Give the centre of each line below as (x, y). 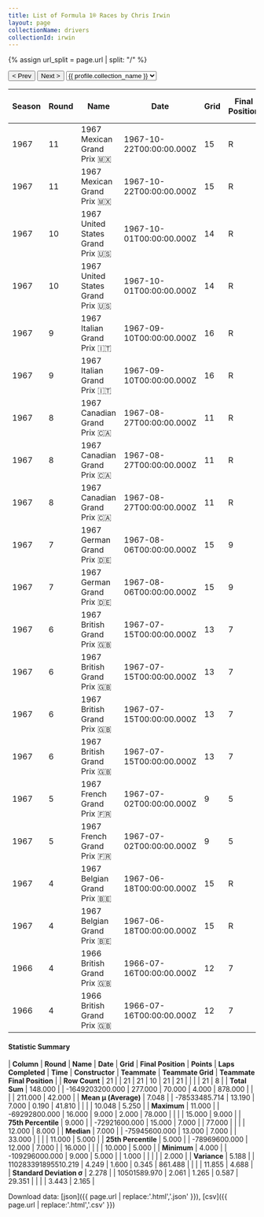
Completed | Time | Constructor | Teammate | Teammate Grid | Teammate (132, 1073)
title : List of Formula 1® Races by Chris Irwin (89, 15)
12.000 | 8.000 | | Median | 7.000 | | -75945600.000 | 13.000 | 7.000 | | (123, 1131)
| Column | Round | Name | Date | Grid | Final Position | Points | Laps (121, 1064)
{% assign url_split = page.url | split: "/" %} (78, 60)
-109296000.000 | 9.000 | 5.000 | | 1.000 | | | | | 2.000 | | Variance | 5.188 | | (132, 1156)
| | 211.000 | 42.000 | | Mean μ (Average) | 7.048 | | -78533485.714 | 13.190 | (132, 1098)
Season (27, 106)
